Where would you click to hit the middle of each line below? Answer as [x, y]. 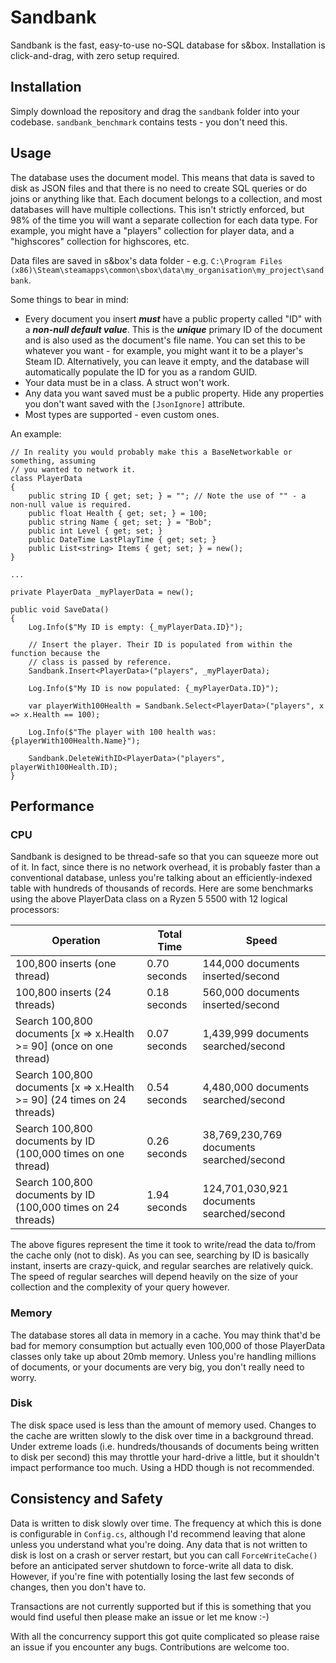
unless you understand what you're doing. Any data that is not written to [159, 1544]
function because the [55, 653]
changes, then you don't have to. [78, 1587]
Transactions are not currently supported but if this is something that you [161, 1606]
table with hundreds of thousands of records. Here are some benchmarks [162, 888]
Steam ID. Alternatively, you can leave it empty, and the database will [167, 361]
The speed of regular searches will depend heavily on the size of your [154, 1277]
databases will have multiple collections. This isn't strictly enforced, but [157, 209]
